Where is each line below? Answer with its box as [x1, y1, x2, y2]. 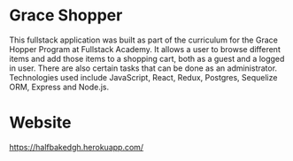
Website [9, 112, 72, 133]
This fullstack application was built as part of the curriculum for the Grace [9, 34, 279, 45]
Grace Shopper [9, 5, 123, 26]
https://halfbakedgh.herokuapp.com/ [9, 142, 144, 152]
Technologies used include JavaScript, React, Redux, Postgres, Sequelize [9, 72, 278, 82]
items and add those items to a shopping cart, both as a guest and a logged [9, 53, 285, 64]
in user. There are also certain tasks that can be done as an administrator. [9, 63, 277, 73]
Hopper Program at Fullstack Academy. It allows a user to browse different [9, 43, 281, 54]
